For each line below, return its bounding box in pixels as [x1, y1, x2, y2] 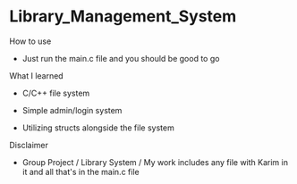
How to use [9, 36, 52, 46]
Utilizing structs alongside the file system [21, 122, 174, 133]
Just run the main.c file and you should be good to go [21, 53, 220, 63]
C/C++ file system [21, 88, 90, 98]
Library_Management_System [9, 6, 237, 27]
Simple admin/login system [21, 105, 123, 115]
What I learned [9, 70, 64, 81]
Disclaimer [9, 139, 49, 150]
